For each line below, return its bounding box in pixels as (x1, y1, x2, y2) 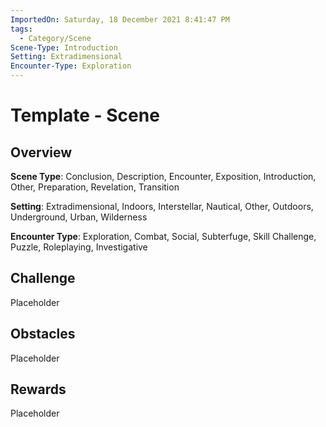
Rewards (10, 381, 67, 398)
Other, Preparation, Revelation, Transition (10, 181, 180, 193)
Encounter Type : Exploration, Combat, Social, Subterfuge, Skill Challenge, (10, 231, 317, 242)
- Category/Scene (19, 33, 92, 43)
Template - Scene (10, 104, 160, 127)
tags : (10, 24, 33, 34)
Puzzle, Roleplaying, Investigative (10, 241, 148, 253)
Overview (10, 144, 73, 161)
